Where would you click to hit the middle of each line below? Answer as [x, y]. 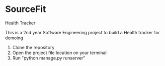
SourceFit [26, 9]
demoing [14, 38]
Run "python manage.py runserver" [49, 58]
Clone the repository [33, 47]
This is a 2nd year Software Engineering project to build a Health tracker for [82, 32]
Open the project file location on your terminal [59, 53]
